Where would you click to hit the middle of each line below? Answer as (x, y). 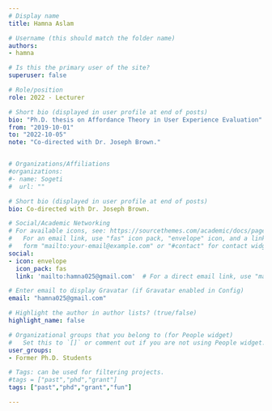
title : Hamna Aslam (41, 24)
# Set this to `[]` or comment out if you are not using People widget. (137, 342)
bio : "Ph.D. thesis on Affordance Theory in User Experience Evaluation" (136, 120)
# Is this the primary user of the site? (79, 68)
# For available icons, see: (57, 231)
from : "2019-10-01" (41, 127)
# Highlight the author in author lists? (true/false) (103, 313)
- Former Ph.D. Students (50, 357)
